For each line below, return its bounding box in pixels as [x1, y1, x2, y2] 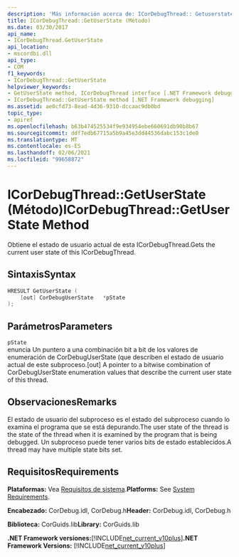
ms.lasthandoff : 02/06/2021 [7, 149, 91, 157]
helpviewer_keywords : [7, 83, 72, 90]
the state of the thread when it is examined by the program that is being [7, 430, 218, 438]
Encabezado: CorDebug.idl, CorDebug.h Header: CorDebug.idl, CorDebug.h [7, 506, 231, 514]
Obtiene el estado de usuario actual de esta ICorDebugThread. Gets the [7, 240, 216, 249]
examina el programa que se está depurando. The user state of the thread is [7, 423, 229, 431]
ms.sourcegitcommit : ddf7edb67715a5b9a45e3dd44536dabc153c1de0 [7, 129, 199, 137]
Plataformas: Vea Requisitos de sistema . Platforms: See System [7, 484, 196, 493]
